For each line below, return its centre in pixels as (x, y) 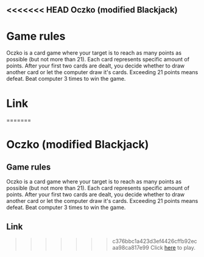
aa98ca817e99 (131, 248)
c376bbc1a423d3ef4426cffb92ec (155, 241)
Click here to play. (173, 248)
